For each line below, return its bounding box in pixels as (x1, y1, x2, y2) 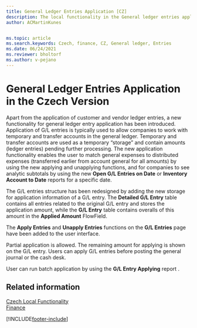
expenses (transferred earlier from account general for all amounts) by (6, 158, 177, 165)
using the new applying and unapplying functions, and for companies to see (6, 163, 190, 170)
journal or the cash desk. (6, 254, 66, 261)
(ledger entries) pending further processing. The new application (6, 145, 163, 152)
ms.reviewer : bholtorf (6, 52, 62, 57)
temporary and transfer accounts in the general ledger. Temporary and (6, 132, 177, 139)
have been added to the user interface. (6, 230, 100, 237)
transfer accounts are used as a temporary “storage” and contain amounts (6, 139, 186, 146)
